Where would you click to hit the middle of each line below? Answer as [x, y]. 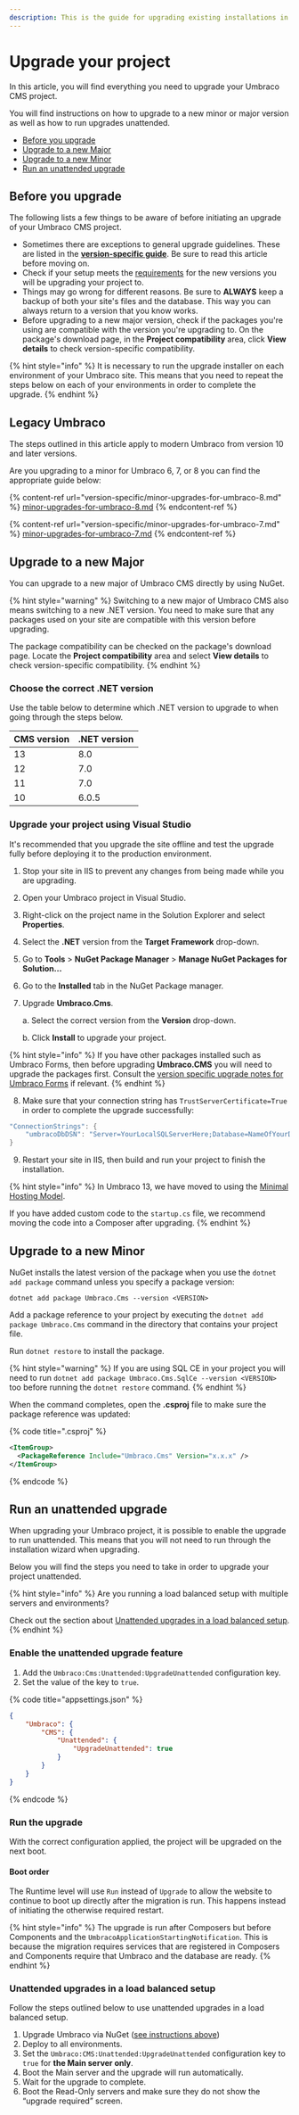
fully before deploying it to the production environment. [110, 854]
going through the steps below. [66, 717]
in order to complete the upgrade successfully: [108, 1110]
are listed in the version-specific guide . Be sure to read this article [145, 254]
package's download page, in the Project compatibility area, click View [154, 339]
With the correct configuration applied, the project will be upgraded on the [145, 1841]
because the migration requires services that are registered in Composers [145, 1946]
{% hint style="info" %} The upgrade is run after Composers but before [140, 1928]
